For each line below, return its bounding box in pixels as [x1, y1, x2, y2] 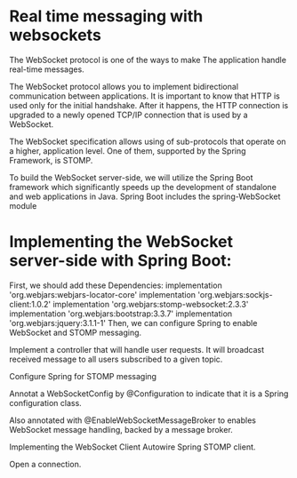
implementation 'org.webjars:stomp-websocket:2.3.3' [52, 299, 249, 309]
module [9, 200, 37, 211]
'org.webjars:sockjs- [197, 289, 273, 299]
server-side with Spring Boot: [9, 251, 232, 271]
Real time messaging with [9, 6, 204, 27]
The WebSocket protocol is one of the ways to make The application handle [9, 54, 287, 65]
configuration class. [9, 397, 82, 408]
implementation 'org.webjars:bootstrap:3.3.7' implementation [9, 308, 233, 319]
